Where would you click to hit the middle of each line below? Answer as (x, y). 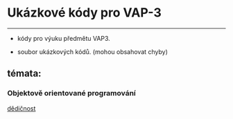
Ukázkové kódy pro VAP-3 (84, 13)
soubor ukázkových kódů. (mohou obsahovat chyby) (93, 52)
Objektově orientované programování (72, 93)
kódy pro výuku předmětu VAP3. (64, 38)
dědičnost (21, 108)
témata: (24, 74)
